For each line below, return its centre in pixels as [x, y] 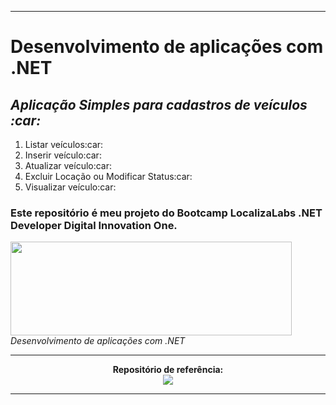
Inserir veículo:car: [63, 155]
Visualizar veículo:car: [70, 187]
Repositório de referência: [168, 370]
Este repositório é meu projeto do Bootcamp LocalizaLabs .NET [166, 213]
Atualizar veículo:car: [68, 165]
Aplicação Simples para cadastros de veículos [159, 104]
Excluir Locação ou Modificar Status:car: [108, 176]
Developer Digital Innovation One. [94, 225]
